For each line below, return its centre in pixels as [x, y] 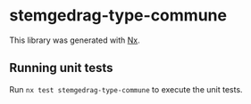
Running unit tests [61, 68]
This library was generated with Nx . [75, 40]
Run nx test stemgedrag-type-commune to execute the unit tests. [126, 89]
